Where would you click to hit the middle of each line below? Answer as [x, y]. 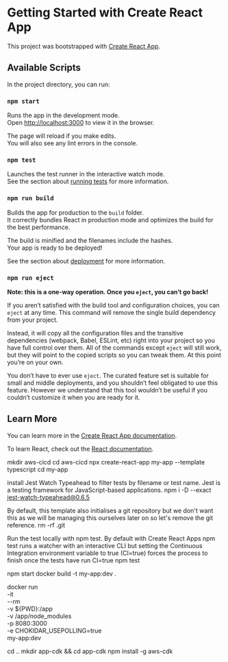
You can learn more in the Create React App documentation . [92, 435]
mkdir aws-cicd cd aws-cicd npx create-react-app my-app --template [106, 462]
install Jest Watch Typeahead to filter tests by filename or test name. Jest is [114, 482]
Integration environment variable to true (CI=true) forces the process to [107, 553]
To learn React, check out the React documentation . [80, 449]
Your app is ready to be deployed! [55, 248]
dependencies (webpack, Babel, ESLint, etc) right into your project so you [111, 340]
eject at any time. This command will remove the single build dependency [112, 312]
